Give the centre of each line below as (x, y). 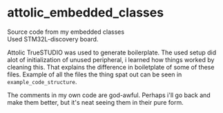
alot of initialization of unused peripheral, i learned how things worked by (111, 59)
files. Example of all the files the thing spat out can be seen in (95, 74)
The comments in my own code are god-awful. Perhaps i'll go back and (109, 95)
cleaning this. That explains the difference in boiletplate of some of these (111, 67)
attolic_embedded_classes (86, 13)
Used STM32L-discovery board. (53, 39)
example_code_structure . (42, 81)
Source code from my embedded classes (66, 32)
